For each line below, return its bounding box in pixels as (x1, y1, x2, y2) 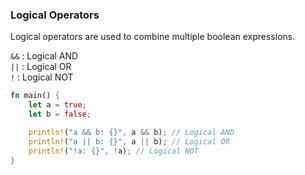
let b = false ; (28, 109, 92, 120)
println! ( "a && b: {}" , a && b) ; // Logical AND (28, 127, 235, 137)
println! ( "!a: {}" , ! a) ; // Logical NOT (28, 146, 199, 156)
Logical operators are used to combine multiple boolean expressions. (10, 31, 296, 43)
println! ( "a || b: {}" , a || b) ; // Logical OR (28, 136, 230, 147)
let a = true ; (28, 100, 87, 110)
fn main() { (10, 91, 60, 101)
